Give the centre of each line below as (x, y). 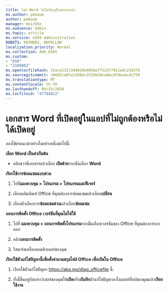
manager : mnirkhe (24, 24)
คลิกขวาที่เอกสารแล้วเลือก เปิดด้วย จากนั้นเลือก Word (57, 164)
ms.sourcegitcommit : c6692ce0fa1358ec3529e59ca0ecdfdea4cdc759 (73, 75)
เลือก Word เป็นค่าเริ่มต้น (27, 154)
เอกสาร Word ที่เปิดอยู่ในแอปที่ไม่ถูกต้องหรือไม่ (84, 118)
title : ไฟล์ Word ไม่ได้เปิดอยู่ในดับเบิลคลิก (40, 10)
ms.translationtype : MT (30, 80)
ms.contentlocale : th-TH (31, 84)
